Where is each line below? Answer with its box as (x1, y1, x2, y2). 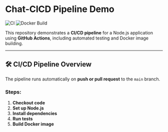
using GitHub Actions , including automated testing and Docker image (5, 35, 149, 41)
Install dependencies (12, 110, 57, 116)
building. (5, 40, 23, 46)
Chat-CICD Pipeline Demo (5, 3, 115, 15)
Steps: (5, 88, 21, 95)
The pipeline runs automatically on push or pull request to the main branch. (5, 76, 160, 82)
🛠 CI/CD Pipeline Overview (5, 60, 91, 68)
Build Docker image (12, 121, 54, 127)
